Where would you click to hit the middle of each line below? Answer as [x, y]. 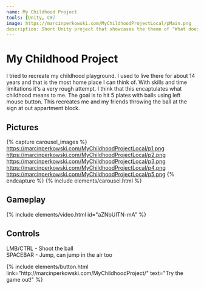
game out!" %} [25, 279]
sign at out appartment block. [43, 108]
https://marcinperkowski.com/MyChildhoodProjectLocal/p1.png [86, 148]
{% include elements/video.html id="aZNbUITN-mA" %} [76, 214]
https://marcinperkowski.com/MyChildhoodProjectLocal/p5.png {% [90, 174]
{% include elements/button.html [48, 266]
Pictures [22, 127]
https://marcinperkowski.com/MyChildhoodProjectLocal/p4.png [86, 168]
